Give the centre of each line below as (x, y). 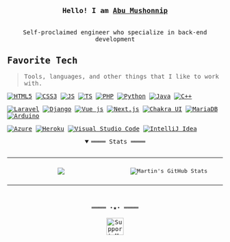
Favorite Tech (42, 60)
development (115, 39)
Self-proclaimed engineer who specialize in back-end (115, 33)
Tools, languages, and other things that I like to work (121, 77)
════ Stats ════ (118, 142)
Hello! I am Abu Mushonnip (115, 11)
